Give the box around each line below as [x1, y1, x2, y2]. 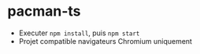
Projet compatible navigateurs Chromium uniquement [18, 36, 192, 45]
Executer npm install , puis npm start [18, 28, 140, 38]
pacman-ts [7, 2, 81, 20]
